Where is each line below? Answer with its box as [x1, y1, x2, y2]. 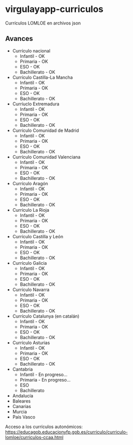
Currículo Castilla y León [12, 233, 63, 239]
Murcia [12, 409, 27, 415]
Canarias [12, 403, 31, 409]
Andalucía [12, 393, 33, 399]
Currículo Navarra [12, 286, 50, 293]
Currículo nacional [12, 47, 51, 53]
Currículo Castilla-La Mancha [12, 74, 73, 80]
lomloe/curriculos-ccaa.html [5, 434, 63, 440]
